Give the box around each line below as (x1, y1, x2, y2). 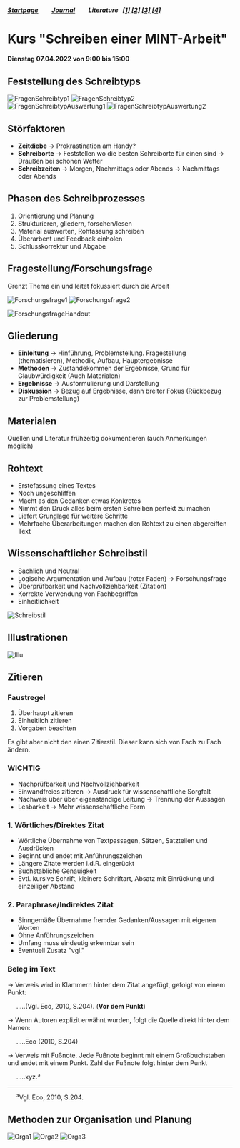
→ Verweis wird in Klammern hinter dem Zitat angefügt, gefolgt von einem (7, 980, 226, 989)
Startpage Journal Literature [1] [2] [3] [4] (7, 6, 161, 14)
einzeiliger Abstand (17, 882, 75, 890)
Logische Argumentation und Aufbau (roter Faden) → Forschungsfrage (17, 574, 227, 582)
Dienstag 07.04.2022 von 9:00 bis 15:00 (7, 54, 130, 64)
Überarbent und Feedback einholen (17, 234, 123, 243)
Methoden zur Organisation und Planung (7, 1113, 193, 1125)
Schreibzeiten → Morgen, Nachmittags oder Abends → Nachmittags (17, 164, 220, 173)
